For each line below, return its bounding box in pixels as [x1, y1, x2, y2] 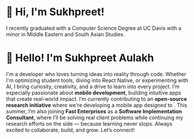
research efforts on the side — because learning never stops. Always [6, 120, 172, 127]
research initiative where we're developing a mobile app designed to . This [6, 102, 188, 109]
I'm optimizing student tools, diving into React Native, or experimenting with [6, 77, 189, 84]
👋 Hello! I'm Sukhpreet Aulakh [6, 51, 154, 65]
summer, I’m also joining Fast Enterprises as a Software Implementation [6, 107, 182, 114]
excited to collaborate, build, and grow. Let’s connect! [6, 126, 135, 133]
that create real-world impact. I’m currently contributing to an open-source [6, 95, 187, 102]
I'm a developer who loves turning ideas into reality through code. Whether [6, 70, 186, 78]
